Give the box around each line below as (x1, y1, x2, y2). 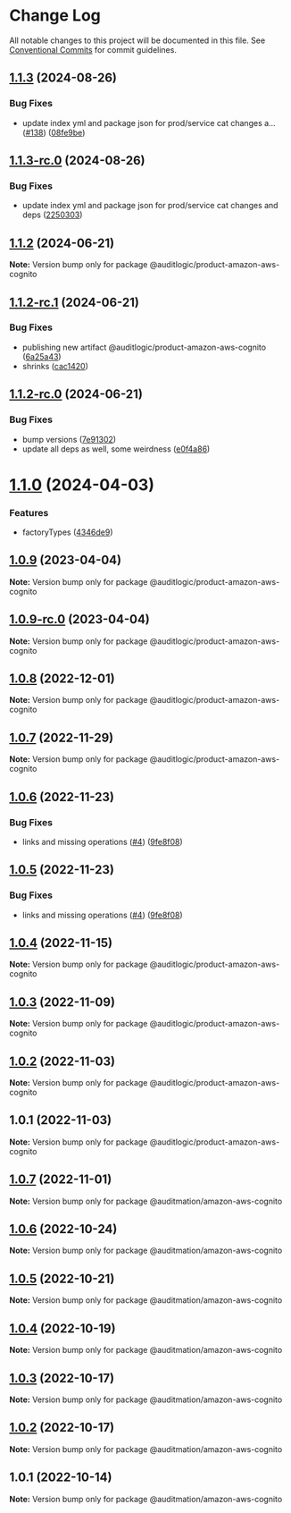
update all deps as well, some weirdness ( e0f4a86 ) (21, 444, 211, 454)
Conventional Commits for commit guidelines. (9, 44, 177, 55)
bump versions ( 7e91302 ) (21, 434, 117, 444)
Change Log (9, 5, 101, 26)
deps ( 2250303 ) (21, 209, 83, 220)
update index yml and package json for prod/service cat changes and (21, 200, 279, 211)
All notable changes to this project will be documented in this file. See (9, 35, 266, 46)
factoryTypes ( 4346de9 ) (21, 527, 113, 537)
